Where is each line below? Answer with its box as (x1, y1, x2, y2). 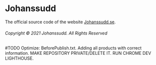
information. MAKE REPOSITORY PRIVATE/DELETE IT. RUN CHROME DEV (5, 50, 151, 56)
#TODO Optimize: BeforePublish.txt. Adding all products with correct (5, 45, 142, 51)
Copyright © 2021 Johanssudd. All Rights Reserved (5, 30, 108, 36)
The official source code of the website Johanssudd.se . (5, 19, 116, 25)
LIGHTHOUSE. (5, 55, 34, 61)
